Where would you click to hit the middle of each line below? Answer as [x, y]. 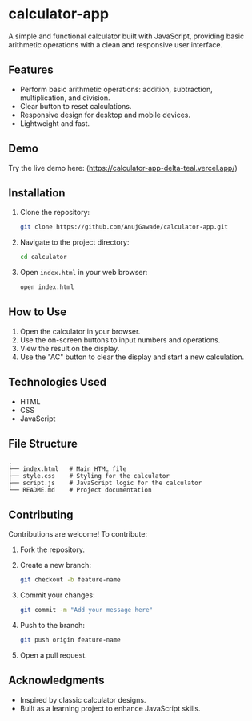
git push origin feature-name [70, 640]
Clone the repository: [55, 213]
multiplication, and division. [65, 98]
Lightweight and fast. [55, 123]
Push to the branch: [52, 625]
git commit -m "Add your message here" [86, 610]
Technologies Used [57, 382]
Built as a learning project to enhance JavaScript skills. [110, 708]
